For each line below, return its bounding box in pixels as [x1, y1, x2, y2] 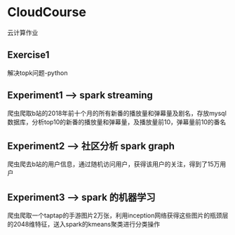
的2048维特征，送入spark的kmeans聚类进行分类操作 [7, 220, 160, 229]
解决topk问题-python [7, 68, 68, 77]
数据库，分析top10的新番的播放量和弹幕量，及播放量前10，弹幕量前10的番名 [7, 117, 227, 126]
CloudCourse [7, 4, 86, 20]
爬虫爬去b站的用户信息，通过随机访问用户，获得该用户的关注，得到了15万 [7, 160, 220, 168]
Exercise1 [7, 49, 50, 61]
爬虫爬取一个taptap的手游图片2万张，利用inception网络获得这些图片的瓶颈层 [7, 211, 229, 220]
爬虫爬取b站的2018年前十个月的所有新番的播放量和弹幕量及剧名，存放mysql [7, 109, 227, 117]
